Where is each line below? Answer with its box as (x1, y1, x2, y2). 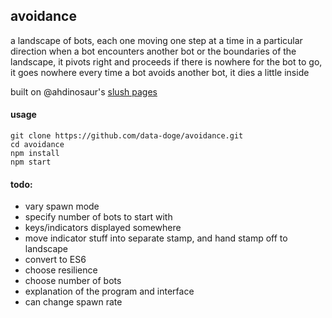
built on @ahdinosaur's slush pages (10, 85, 158, 98)
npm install (10, 149, 60, 159)
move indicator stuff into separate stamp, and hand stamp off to (24, 232, 288, 244)
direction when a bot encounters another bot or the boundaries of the (10, 45, 297, 57)
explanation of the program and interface (24, 285, 195, 298)
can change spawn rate (24, 296, 123, 308)
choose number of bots (24, 275, 122, 287)
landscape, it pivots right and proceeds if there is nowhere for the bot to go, (10, 55, 323, 68)
